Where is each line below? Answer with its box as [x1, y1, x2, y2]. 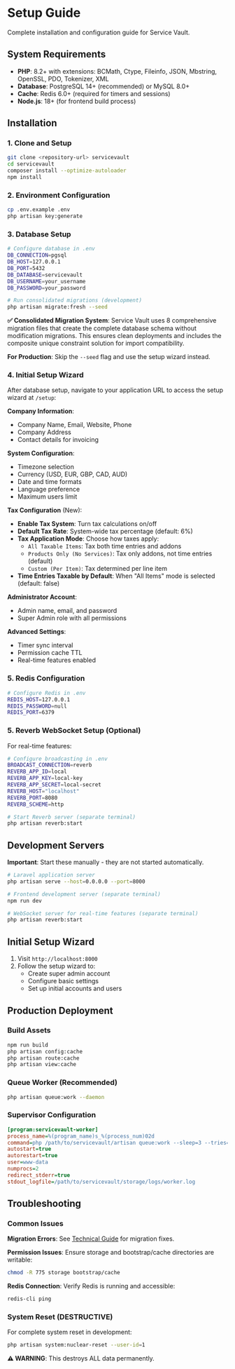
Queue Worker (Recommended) [7, 1078, 117, 1088]
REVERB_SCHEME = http [7, 801, 64, 808]
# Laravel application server [7, 872, 96, 879]
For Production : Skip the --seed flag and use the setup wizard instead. [7, 353, 211, 361]
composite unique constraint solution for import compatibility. [7, 339, 185, 348]
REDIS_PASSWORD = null [7, 703, 68, 710]
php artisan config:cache [7, 1048, 83, 1055]
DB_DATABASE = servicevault [7, 271, 83, 278]
